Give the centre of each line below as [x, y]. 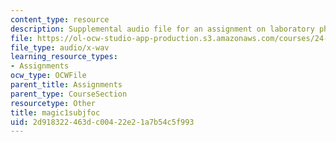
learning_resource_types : [64, 57]
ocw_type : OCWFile [48, 76]
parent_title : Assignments [66, 85]
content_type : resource [60, 19]
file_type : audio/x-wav [60, 47]
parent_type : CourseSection [69, 94]
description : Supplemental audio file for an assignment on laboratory [162, 29]
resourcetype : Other [53, 103]
